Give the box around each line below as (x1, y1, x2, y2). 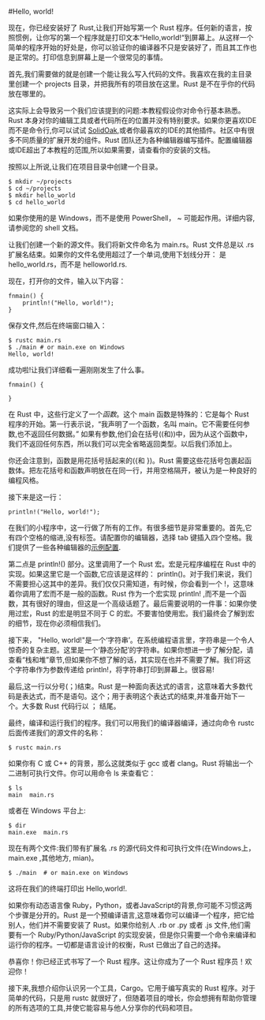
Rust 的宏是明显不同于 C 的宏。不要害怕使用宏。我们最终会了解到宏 (35, 609, 255, 618)
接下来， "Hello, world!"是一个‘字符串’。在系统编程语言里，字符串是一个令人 (8, 635, 255, 645)
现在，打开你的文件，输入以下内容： (8, 276, 126, 286)
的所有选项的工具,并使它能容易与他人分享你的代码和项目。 (8, 1003, 197, 1012)
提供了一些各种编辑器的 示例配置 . (14, 543, 121, 551)
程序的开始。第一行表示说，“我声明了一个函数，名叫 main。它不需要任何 (8, 420, 243, 428)
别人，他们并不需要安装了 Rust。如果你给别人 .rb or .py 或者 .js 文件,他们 (8, 921, 244, 929)
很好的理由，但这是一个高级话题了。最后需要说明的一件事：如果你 (35, 599, 250, 608)
